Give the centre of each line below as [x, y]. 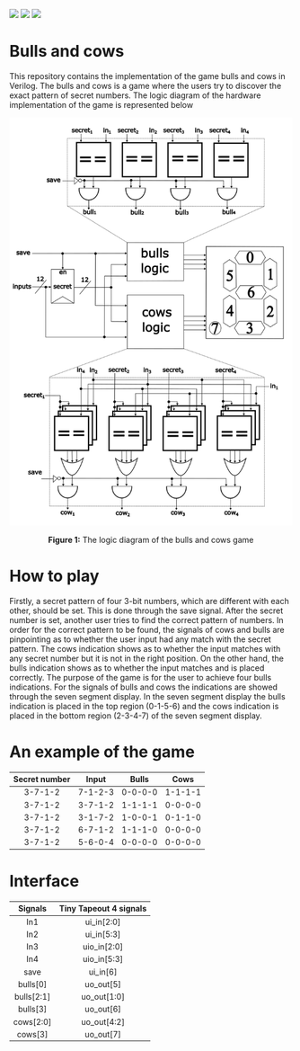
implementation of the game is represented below [101, 104]
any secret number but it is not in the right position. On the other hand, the [147, 658]
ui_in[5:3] [103, 934]
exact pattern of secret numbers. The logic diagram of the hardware [135, 95]
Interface [44, 882]
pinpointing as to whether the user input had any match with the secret [140, 639]
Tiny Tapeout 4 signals [103, 909]
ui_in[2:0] [103, 922]
